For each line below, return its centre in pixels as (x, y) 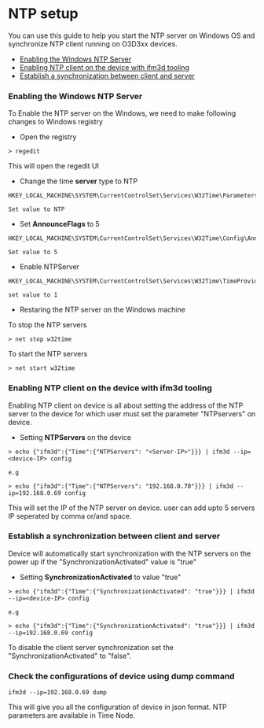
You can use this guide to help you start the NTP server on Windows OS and (132, 35)
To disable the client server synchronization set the (91, 647)
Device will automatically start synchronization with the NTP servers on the (130, 553)
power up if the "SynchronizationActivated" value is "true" (102, 562)
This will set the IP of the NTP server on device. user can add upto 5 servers (132, 508)
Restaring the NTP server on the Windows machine (103, 310)
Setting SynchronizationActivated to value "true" (100, 577)
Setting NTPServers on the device (75, 437)
